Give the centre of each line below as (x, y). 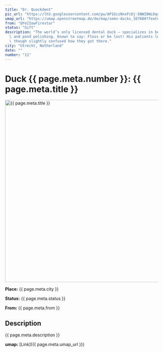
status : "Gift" (20, 28)
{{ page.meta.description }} (33, 335)
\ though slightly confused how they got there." (60, 41)
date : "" (14, 50)
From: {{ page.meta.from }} (33, 308)
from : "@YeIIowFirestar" (30, 23)
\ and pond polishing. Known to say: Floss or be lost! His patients (81, 37)
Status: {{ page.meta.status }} (35, 299)
